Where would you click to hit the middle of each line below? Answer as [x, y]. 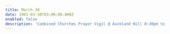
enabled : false [21, 19]
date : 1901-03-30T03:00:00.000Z [39, 14]
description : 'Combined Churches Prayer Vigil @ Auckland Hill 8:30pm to [85, 24]
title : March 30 [22, 10]
